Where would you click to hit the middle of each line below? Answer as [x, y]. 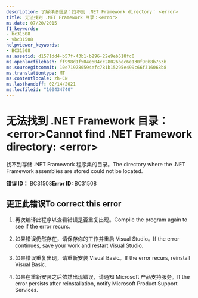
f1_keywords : [22, 28]
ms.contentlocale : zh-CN [37, 78]
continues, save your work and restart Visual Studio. [79, 245]
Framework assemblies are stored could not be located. [75, 171]
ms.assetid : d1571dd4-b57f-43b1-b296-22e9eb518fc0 [70, 56]
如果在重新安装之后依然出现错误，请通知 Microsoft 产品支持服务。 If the [102, 276]
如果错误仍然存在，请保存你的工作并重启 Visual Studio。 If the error [97, 238]
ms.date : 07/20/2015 [32, 23]
